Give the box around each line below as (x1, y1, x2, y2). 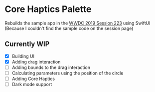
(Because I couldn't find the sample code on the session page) (4, 25, 134, 31)
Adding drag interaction (11, 58, 61, 64)
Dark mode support (11, 81, 52, 87)
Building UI (11, 53, 34, 59)
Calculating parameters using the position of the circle (11, 70, 124, 76)
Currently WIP (4, 40, 50, 48)
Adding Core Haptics (11, 76, 55, 81)
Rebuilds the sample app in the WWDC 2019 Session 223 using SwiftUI (4, 20, 151, 26)
